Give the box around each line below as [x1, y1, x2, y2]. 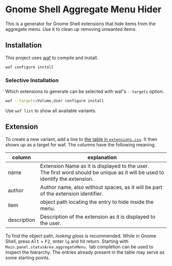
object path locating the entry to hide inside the [40, 198, 154, 205]
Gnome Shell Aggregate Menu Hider [5, 4, 162, 15]
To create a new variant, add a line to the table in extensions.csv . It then [5, 136, 158, 142]
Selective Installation [5, 77, 59, 84]
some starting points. [5, 254, 50, 260]
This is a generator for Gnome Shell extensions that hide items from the [5, 21, 156, 27]
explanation [87, 154, 117, 161]
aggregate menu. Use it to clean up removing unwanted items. [5, 26, 137, 32]
